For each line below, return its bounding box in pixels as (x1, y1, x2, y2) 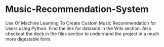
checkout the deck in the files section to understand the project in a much (5, 30, 159, 36)
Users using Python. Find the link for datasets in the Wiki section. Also (5, 25, 152, 31)
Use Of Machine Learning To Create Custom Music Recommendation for (5, 20, 156, 26)
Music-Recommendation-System (5, 3, 149, 15)
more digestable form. (5, 36, 52, 42)
